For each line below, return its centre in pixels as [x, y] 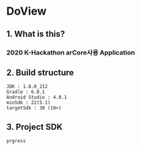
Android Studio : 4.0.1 [37, 97]
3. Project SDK [35, 127]
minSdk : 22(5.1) [29, 103]
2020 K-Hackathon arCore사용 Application [71, 52]
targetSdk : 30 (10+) [34, 108]
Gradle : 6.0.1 [26, 92]
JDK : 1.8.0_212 [27, 87]
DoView [27, 11]
